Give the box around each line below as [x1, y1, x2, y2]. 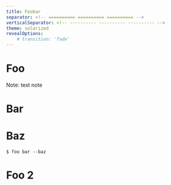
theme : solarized [6, 25, 49, 31]
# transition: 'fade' [17, 36, 70, 42]
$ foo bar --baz [6, 149, 46, 155]
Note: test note [6, 81, 43, 88]
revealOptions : [6, 31, 44, 37]
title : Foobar [6, 8, 41, 15]
